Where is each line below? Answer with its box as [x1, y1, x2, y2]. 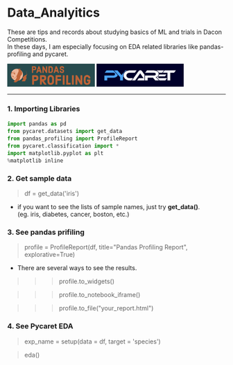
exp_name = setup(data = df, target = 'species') [24, 337, 161, 346]
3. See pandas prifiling [7, 227, 85, 237]
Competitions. [7, 35, 47, 43]
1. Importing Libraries [7, 104, 80, 114]
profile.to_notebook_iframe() [58, 291, 141, 299]
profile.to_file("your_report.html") [58, 304, 154, 312]
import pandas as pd [7, 121, 67, 127]
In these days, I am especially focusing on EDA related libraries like [7, 42, 198, 51]
